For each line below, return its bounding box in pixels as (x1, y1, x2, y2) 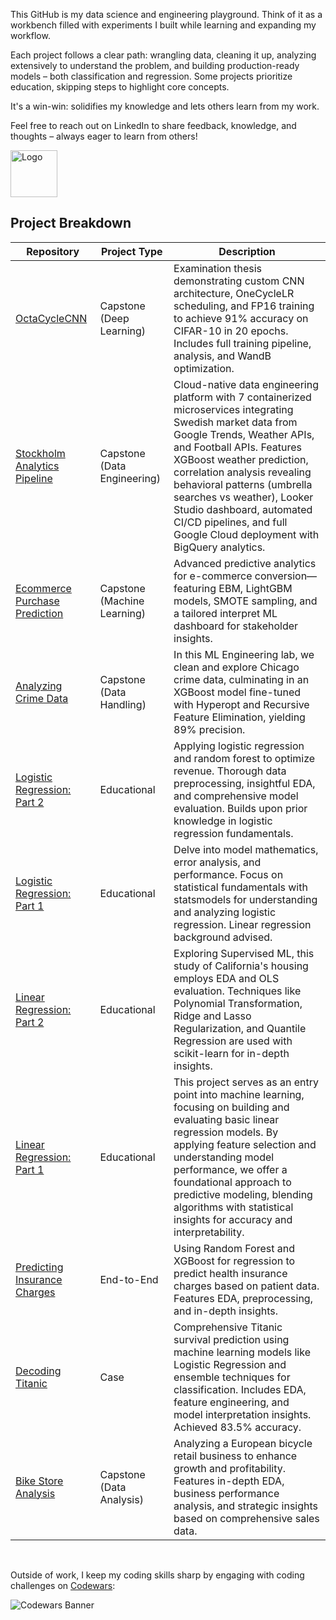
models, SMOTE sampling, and (173, 594, 318, 608)
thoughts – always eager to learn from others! (10, 130, 198, 142)
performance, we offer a (173, 1162, 288, 1176)
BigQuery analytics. (173, 540, 266, 554)
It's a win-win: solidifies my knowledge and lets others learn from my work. (10, 100, 320, 112)
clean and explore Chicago (173, 660, 300, 674)
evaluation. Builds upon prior (173, 801, 308, 815)
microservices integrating (173, 402, 294, 416)
